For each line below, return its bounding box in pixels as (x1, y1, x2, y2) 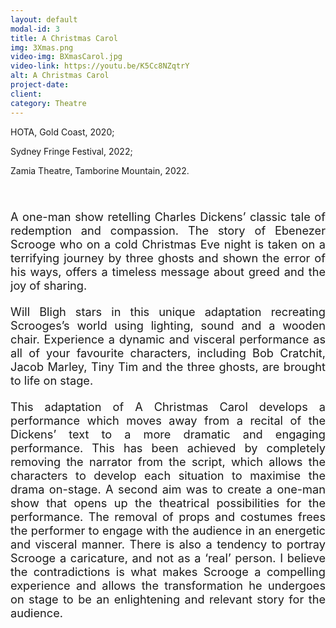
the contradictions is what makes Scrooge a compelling (10, 564, 326, 579)
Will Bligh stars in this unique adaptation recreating (10, 304, 326, 319)
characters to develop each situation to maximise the (10, 467, 326, 483)
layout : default (10, 14, 78, 25)
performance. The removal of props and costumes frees (10, 509, 326, 524)
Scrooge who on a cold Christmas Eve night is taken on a (10, 236, 326, 251)
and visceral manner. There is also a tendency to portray (10, 536, 326, 551)
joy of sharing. (10, 277, 88, 293)
